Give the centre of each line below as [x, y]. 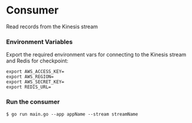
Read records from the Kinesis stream [52, 26]
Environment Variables [39, 42]
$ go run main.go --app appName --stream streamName [72, 114]
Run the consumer [33, 102]
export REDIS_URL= [29, 87]
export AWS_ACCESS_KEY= [35, 72]
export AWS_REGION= [30, 77]
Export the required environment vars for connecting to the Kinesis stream [96, 55]
